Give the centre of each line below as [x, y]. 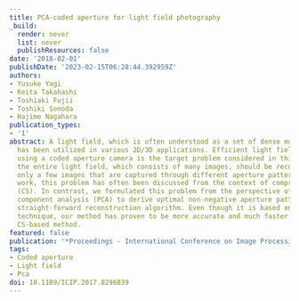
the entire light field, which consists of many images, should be [145, 167]
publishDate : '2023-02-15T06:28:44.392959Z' [93, 68]
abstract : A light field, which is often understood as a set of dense [145, 142]
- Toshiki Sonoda [41, 109]
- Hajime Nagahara [43, 117]
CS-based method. [49, 224]
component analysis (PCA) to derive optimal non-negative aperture [145, 200]
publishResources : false [63, 51]
